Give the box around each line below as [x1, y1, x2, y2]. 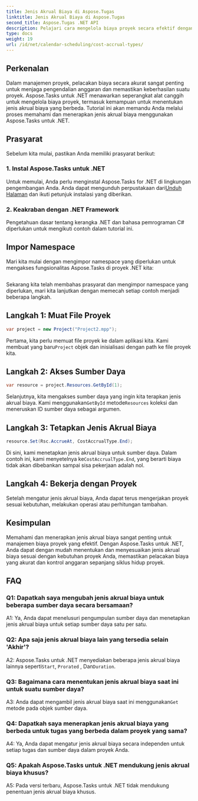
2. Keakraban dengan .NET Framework [6, 205, 119, 214]
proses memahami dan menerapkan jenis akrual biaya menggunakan [6, 111, 173, 118]
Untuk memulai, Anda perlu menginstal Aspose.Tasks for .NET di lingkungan [6, 178, 192, 185]
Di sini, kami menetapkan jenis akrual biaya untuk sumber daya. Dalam [6, 449, 177, 456]
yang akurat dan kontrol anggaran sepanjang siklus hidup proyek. [6, 558, 165, 566]
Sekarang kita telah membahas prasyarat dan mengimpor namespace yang [6, 280, 189, 288]
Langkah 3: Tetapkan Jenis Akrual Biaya [6, 422, 157, 432]
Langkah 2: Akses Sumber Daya [6, 366, 126, 376]
